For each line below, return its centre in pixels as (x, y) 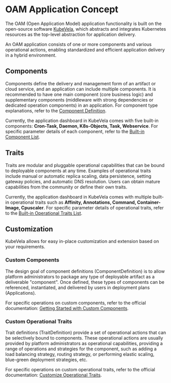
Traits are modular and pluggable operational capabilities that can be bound (85, 165)
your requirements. (25, 247)
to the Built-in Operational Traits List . (44, 213)
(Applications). (21, 293)
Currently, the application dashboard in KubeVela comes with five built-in (82, 121)
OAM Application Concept (62, 9)
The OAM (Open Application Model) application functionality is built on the (83, 23)
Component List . (23, 137)
